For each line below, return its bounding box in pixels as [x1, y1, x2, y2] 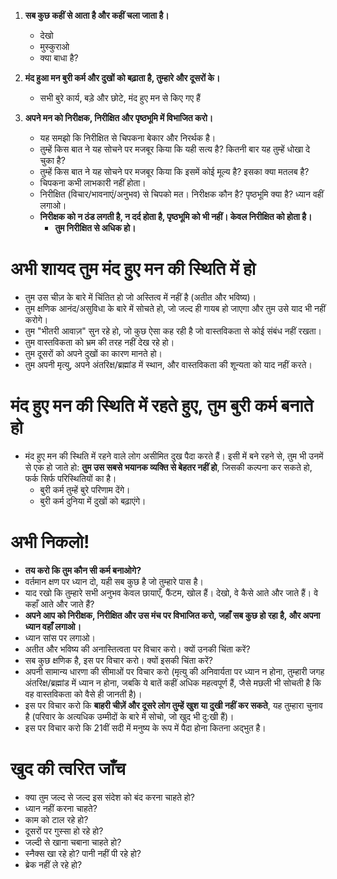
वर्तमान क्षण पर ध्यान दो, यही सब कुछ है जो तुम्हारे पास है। [24, 575, 204, 587]
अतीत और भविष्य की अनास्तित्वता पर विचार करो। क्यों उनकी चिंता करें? [24, 643, 251, 655]
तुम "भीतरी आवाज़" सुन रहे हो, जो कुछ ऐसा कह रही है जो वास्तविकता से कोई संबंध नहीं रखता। [24, 325, 323, 337]
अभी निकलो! [10, 531, 90, 554]
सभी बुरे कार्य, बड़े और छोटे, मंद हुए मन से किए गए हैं [39, 92, 201, 104]
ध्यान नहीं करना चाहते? [24, 802, 98, 814]
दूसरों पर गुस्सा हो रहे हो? [24, 825, 104, 837]
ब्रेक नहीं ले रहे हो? [24, 858, 83, 870]
